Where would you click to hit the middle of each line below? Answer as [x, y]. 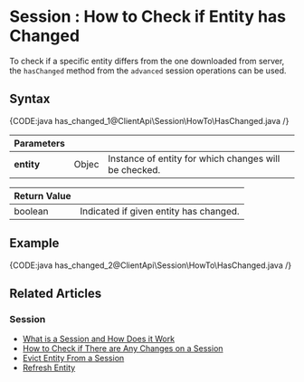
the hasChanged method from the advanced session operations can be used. [148, 71]
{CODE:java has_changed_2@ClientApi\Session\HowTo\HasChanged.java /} [151, 265]
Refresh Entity [49, 368]
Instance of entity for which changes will [194, 158]
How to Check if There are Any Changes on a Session [123, 349]
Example [34, 243]
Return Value [43, 196]
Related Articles [56, 293]
